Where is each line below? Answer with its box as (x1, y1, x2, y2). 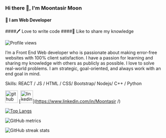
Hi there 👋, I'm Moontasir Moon (5, 4, 82, 11)
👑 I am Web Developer (5, 17, 52, 23)
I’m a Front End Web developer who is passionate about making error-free (5, 49, 158, 55)
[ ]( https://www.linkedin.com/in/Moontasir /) (18, 98, 121, 104)
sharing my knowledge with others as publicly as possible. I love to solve (5, 60, 155, 66)
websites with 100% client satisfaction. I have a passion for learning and (5, 55, 154, 61)
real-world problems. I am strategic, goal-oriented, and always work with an (5, 65, 161, 71)
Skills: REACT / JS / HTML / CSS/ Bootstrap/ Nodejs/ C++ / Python (5, 80, 142, 86)
